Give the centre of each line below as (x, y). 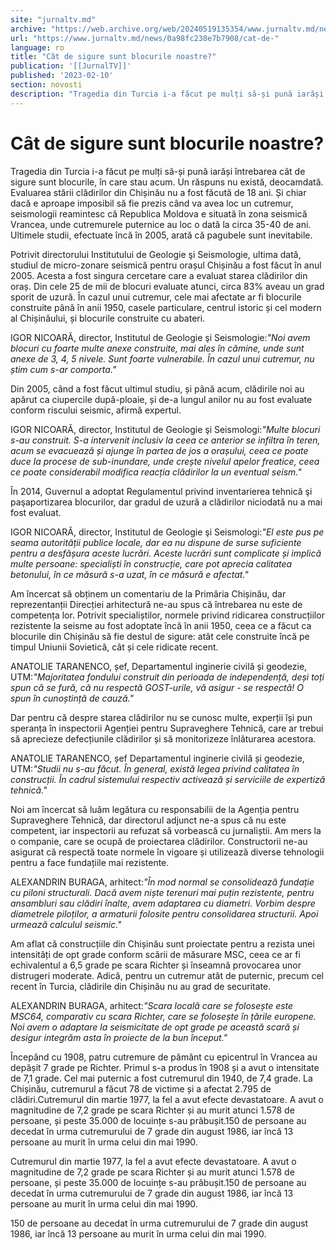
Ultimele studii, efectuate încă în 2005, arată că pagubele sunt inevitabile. (161, 235)
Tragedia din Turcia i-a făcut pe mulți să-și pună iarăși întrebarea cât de (158, 171)
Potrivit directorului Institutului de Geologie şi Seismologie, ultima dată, (156, 254)
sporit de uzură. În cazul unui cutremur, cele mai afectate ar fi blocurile (156, 297)
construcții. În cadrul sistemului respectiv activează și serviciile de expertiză (168, 779)
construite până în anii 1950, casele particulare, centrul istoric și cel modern (166, 307)
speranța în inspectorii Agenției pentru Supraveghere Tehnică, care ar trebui (167, 728)
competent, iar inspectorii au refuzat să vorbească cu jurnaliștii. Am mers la (166, 830)
